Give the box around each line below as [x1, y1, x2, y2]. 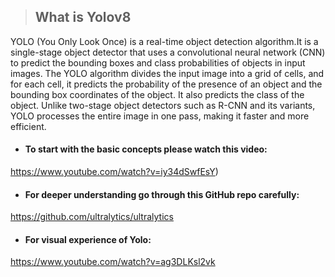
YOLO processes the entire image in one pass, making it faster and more [10, 110, 310, 122]
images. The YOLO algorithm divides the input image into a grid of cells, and [10, 67, 325, 79]
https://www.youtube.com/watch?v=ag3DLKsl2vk [10, 256, 216, 268]
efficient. [10, 120, 47, 132]
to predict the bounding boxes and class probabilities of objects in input [10, 56, 306, 69]
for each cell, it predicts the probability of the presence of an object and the [10, 78, 323, 90]
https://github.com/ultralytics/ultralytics [10, 211, 174, 223]
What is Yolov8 [34, 9, 132, 26]
